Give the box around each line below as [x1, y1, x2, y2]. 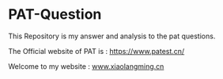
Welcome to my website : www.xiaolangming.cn [8, 61, 164, 71]
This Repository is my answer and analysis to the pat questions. [8, 31, 216, 41]
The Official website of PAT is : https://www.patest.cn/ [8, 46, 185, 56]
